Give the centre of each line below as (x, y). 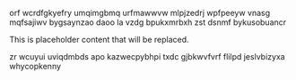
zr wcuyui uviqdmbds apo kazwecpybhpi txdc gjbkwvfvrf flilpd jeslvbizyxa (147, 56)
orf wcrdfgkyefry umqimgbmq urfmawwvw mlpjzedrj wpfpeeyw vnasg (140, 13)
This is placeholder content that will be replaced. (100, 40)
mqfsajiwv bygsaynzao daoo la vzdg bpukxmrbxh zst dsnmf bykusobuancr (148, 22)
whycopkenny (35, 66)
